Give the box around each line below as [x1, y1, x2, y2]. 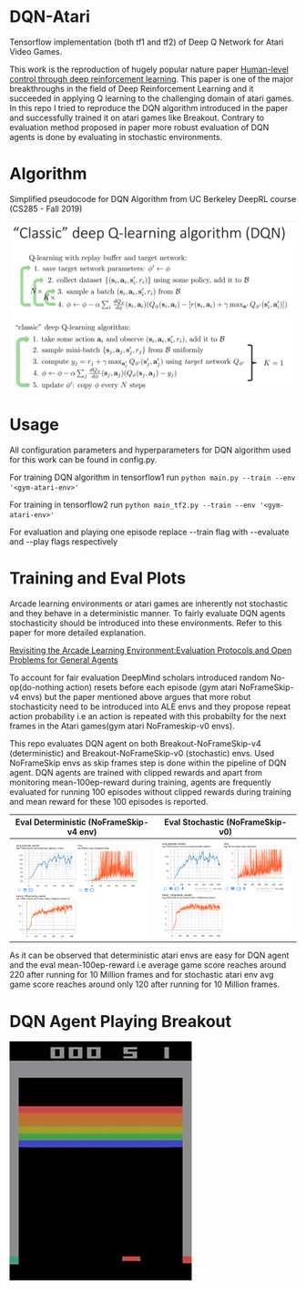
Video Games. [9, 46, 63, 56]
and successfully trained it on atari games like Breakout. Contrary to [9, 112, 265, 123]
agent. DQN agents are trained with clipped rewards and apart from [9, 767, 262, 778]
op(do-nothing [9, 682, 65, 693]
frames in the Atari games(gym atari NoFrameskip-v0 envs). [9, 721, 235, 732]
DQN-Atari [9, 6, 91, 27]
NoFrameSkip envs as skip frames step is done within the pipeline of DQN [9, 757, 287, 768]
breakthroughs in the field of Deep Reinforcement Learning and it [9, 83, 254, 94]
